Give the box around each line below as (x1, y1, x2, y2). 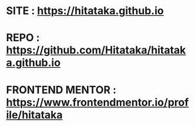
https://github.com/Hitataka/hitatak (6, 44, 186, 57)
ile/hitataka (6, 108, 63, 121)
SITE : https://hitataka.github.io (6, 4, 164, 18)
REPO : (6, 31, 40, 45)
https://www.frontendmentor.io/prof (6, 95, 189, 109)
